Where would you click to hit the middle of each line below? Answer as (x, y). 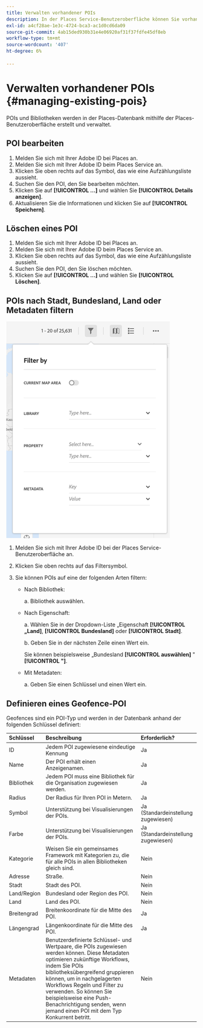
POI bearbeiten (35, 143)
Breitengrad (23, 913)
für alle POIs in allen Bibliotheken (86, 862)
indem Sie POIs (64, 966)
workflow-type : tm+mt (34, 38)
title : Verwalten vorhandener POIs (51, 13)
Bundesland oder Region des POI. (87, 893)
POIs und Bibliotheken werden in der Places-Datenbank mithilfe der (90, 118)
